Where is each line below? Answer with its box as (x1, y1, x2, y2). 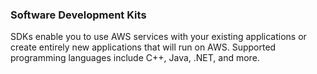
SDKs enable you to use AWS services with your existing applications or (10, 31, 307, 43)
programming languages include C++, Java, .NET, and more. (10, 52, 260, 64)
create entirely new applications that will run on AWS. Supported (10, 41, 277, 53)
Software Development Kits (10, 8, 147, 22)
